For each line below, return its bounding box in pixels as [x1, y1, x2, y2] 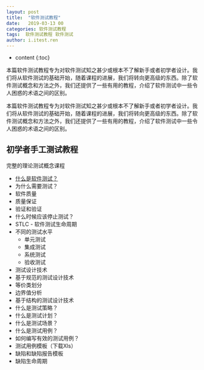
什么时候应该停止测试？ [15, 212, 74, 220]
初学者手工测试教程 [6, 144, 78, 155]
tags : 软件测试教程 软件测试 [6, 32, 74, 38]
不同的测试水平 [15, 228, 53, 235]
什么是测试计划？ [15, 312, 58, 319]
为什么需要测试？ [15, 182, 58, 189]
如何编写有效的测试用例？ [15, 334, 80, 341]
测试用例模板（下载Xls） [15, 342, 77, 349]
